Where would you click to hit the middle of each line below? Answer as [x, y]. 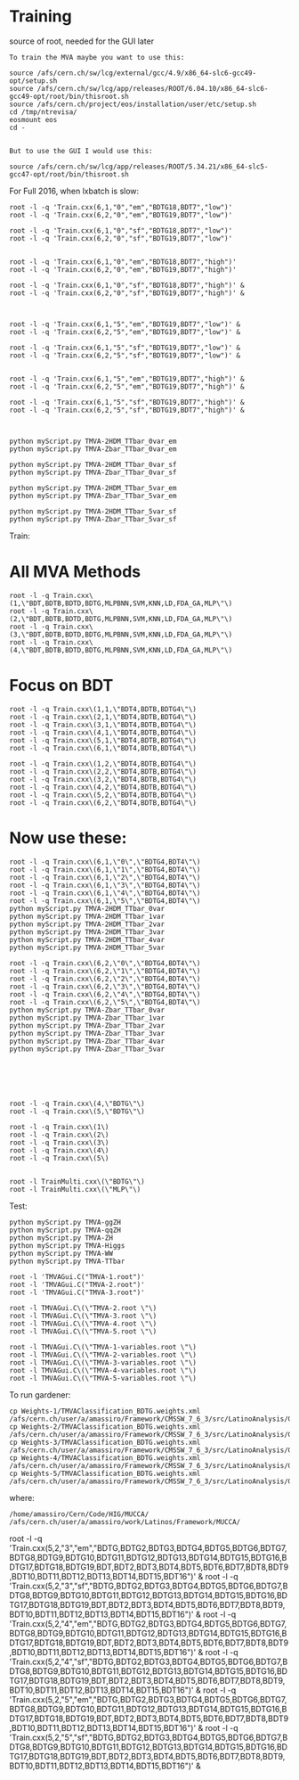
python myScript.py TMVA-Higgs [67, 1245]
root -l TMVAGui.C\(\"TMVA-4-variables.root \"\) [103, 1370]
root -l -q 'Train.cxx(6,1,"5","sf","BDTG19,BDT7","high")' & [127, 402]
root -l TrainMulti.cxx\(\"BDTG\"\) [77, 1181]
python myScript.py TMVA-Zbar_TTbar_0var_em [93, 449]
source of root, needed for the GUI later [81, 41]
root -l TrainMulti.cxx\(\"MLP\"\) [75, 1189]
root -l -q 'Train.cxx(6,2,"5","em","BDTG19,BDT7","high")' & [127, 386]
